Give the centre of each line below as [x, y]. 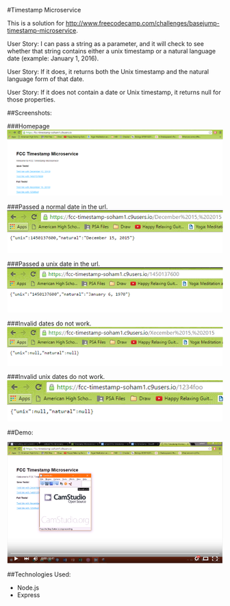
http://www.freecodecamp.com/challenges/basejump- [143, 23]
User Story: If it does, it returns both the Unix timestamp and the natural [108, 72]
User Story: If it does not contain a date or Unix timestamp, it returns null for [114, 92]
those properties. [31, 100]
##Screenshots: [30, 113]
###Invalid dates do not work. [49, 324]
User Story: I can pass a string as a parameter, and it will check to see [105, 44]
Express [28, 595]
